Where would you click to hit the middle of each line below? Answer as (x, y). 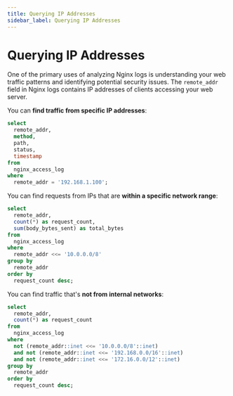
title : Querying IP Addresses (52, 14)
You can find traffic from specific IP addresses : (77, 110)
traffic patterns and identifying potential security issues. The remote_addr (113, 82)
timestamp (28, 156)
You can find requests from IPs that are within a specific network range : (113, 196)
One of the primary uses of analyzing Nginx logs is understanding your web (116, 75)
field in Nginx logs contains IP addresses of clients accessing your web (110, 89)
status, (25, 149)
